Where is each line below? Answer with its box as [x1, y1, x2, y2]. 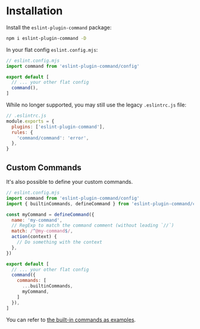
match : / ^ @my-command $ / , [11, 228, 73, 234]
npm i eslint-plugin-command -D [6, 35, 86, 41]
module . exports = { [6, 118, 55, 124]
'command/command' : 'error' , [17, 135, 89, 141]
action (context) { [11, 234, 58, 240]
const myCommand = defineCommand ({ [6, 211, 95, 218]
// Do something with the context [17, 239, 102, 245]
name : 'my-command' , [11, 217, 62, 223]
